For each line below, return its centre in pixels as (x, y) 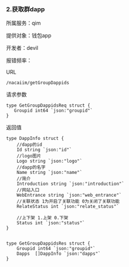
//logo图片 (29, 156)
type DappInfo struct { (35, 139)
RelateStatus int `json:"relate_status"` (68, 207)
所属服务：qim (23, 23)
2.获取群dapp (26, 9)
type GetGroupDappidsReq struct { (48, 106)
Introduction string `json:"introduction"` (71, 184)
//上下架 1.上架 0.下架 (43, 218)
